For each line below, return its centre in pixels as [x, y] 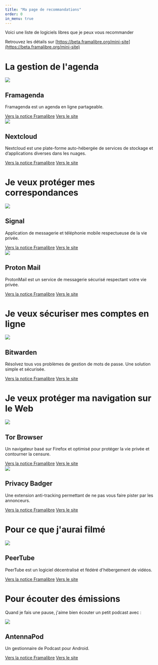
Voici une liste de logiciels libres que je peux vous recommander [69, 33]
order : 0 [14, 14]
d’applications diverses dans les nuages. [46, 153]
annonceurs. [18, 500]
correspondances [42, 193]
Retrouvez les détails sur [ [31, 42]
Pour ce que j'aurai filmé [55, 530]
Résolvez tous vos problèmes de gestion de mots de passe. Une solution [78, 364]
